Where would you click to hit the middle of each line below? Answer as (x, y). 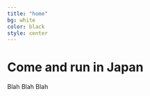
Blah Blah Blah (28, 87)
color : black (26, 26)
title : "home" (28, 14)
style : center (28, 33)
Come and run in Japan (75, 67)
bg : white (22, 20)
